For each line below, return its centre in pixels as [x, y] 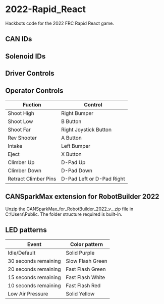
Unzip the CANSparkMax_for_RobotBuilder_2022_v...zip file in [69, 209]
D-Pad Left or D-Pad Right [93, 178]
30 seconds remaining [35, 261]
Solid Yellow [80, 293]
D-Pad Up [73, 162]
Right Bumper [77, 113]
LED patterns [26, 230]
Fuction [32, 104]
